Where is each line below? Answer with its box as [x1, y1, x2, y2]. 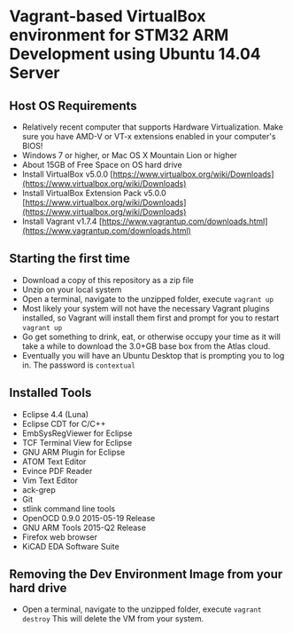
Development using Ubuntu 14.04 [9, 44, 261, 64]
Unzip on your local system [21, 284, 122, 295]
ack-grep [21, 484, 56, 495]
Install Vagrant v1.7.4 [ [21, 216, 103, 226]
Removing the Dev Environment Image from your [9, 566, 283, 582]
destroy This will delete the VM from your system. [21, 613, 204, 624]
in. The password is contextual [21, 360, 135, 370]
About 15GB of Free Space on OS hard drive [21, 160, 183, 170]
